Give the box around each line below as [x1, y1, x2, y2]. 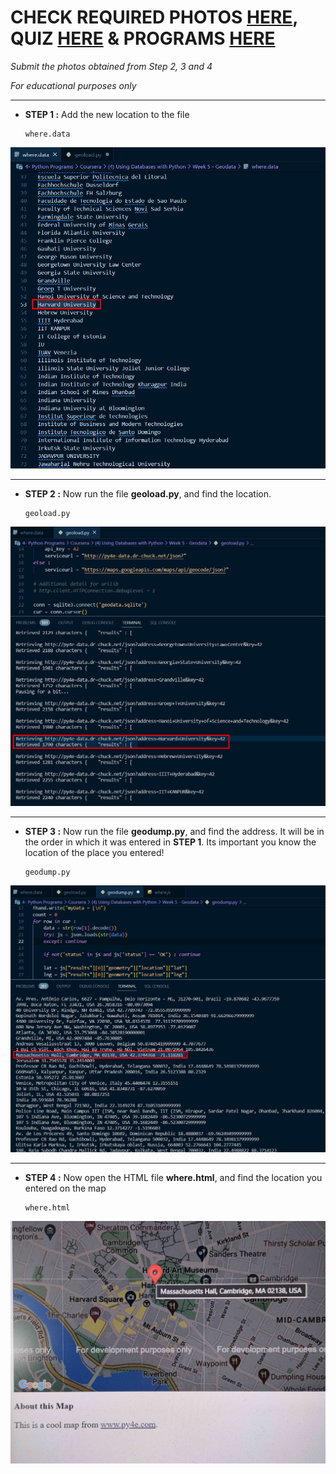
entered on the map [24, 1182, 107, 1195]
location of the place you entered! [24, 846, 165, 858]
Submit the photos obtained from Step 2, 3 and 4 [10, 60, 213, 72]
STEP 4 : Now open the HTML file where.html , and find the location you [24, 1172, 323, 1184]
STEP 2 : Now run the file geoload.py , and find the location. [24, 488, 272, 500]
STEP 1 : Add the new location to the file [24, 108, 190, 120]
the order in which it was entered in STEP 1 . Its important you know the [24, 836, 317, 848]
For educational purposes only [10, 79, 137, 91]
